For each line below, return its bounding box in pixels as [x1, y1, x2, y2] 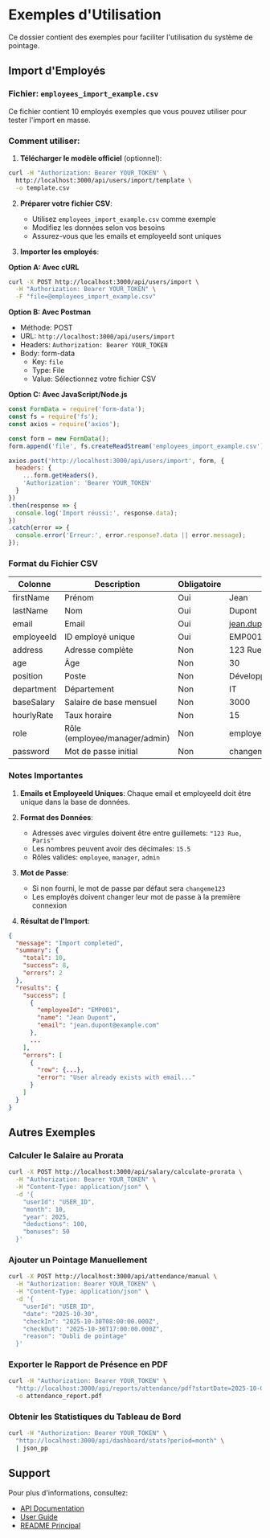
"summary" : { [15, 946, 59, 954]
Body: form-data [19, 348, 76, 359]
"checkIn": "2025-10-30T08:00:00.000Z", [22, 1317, 160, 1326]
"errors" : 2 [22, 969, 63, 978]
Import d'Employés [8, 64, 106, 78]
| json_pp [15, 1445, 48, 1453]
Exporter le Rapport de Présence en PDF [8, 1359, 169, 1370]
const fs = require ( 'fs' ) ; [8, 412, 99, 421]
